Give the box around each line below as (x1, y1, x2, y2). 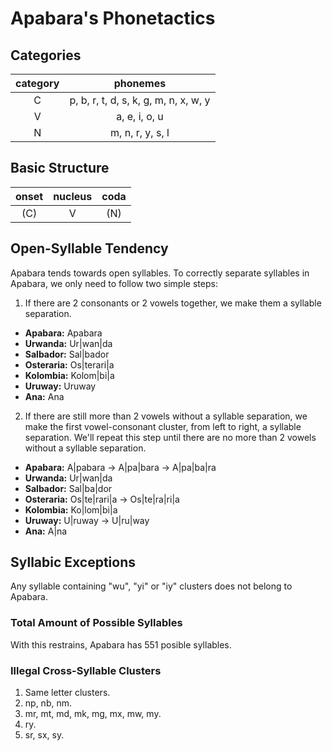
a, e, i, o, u (116, 110, 164, 123)
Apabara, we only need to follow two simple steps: (10, 277, 218, 289)
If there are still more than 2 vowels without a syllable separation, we (24, 410, 308, 422)
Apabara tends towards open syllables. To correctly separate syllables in (10, 267, 310, 279)
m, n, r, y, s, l (110, 126, 170, 139)
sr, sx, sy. (24, 729, 65, 741)
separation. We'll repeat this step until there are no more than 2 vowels (24, 431, 317, 443)
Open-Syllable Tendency (10, 240, 169, 257)
